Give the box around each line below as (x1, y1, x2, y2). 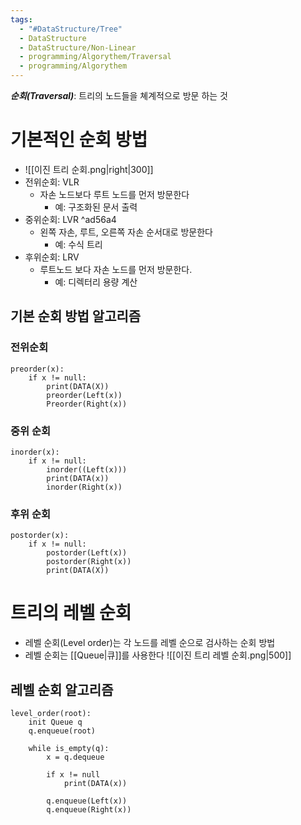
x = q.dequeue (46, 752, 105, 762)
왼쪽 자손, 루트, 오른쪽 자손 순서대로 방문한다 (39, 226, 214, 238)
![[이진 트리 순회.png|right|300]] (24, 163, 154, 175)
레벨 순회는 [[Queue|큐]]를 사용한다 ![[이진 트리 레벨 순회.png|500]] (24, 649, 292, 661)
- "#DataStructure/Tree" (19, 24, 123, 34)
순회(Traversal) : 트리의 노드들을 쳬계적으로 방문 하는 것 (10, 90, 228, 101)
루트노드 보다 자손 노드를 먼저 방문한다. (39, 263, 193, 275)
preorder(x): (10, 364, 65, 374)
